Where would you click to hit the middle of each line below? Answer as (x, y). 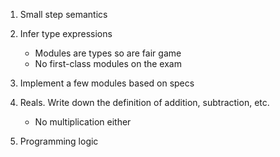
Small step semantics (63, 14)
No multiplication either (83, 122)
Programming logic (59, 141)
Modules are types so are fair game (108, 53)
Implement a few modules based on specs (107, 83)
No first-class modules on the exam (108, 63)
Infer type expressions (66, 33)
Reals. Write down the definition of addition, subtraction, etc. (144, 102)
